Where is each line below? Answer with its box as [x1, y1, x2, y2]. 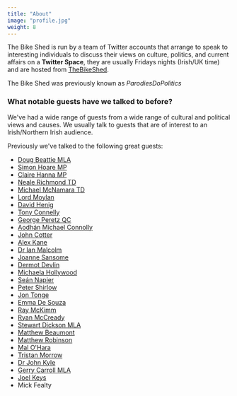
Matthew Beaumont [17, 328, 76, 337]
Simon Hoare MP [17, 163, 67, 171]
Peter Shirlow [17, 283, 57, 291]
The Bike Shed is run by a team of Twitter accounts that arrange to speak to [7, 43, 229, 52]
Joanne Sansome [17, 252, 69, 262]
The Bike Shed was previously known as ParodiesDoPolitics [7, 79, 182, 88]
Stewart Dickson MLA [17, 320, 81, 329]
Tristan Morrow [17, 351, 63, 359]
